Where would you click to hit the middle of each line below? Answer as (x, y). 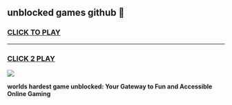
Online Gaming (29, 93)
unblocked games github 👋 (66, 13)
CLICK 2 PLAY (31, 58)
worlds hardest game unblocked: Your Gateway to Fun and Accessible (110, 86)
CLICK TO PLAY (34, 32)
